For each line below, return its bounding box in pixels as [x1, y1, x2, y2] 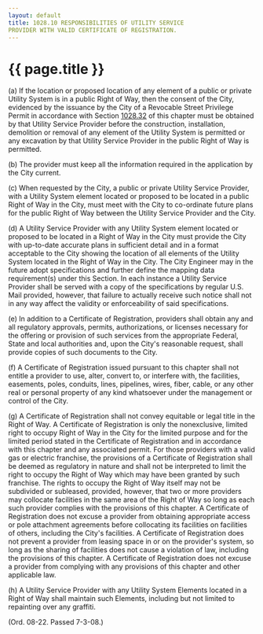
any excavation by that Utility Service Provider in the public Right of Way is [8, 136, 250, 146]
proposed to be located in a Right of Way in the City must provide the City [8, 232, 247, 241]
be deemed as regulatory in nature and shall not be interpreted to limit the [8, 462, 247, 471]
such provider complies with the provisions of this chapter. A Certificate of [8, 503, 249, 513]
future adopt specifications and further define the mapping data [8, 265, 215, 275]
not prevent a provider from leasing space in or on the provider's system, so [8, 536, 254, 547]
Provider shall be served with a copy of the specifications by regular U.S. [8, 282, 244, 292]
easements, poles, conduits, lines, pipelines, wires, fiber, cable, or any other [8, 379, 254, 389]
